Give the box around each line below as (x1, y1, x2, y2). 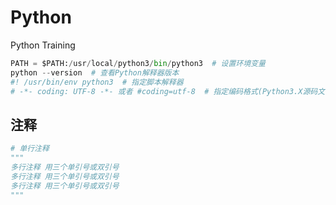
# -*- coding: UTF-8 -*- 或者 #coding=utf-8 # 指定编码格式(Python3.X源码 (10, 86, 318, 96)
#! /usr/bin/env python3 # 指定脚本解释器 (10, 77, 184, 87)
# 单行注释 (10, 144, 50, 154)
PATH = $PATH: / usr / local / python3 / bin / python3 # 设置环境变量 (10, 58, 266, 68)
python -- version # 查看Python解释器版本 (10, 67, 180, 78)
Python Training (10, 39, 76, 51)
